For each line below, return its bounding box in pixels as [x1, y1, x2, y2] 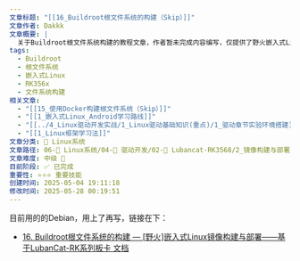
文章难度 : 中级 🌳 [9, 153, 66, 163]
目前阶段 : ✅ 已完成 [9, 162, 74, 171]
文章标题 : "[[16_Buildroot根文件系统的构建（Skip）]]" [9, 12, 196, 22]
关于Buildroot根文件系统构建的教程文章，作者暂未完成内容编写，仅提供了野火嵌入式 [17, 37, 286, 47]
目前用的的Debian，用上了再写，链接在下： [9, 213, 169, 223]
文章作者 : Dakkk [9, 21, 64, 30]
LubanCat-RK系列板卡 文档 [29, 242, 129, 253]
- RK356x [17, 79, 50, 88]
